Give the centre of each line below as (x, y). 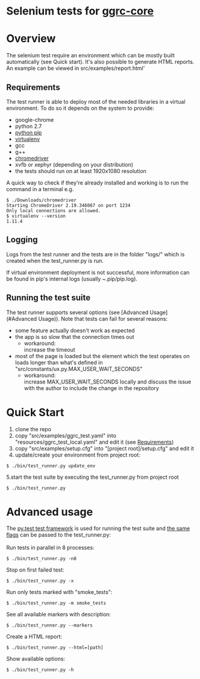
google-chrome (34, 119)
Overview (31, 39)
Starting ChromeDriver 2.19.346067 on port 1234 (68, 205)
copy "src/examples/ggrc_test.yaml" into (65, 435)
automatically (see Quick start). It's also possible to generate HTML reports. (100, 62)
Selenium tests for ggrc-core (80, 11)
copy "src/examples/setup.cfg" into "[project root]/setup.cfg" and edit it (105, 448)
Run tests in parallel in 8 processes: (50, 548)
